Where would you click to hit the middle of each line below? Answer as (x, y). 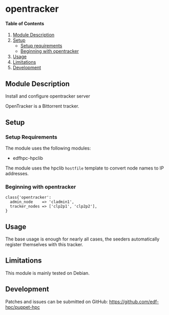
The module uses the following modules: (48, 148)
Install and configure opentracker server (48, 96)
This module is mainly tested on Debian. (47, 273)
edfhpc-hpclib (28, 158)
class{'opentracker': (28, 198)
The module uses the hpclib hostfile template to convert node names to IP (84, 168)
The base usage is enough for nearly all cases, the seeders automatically (82, 239)
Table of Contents (25, 23)
